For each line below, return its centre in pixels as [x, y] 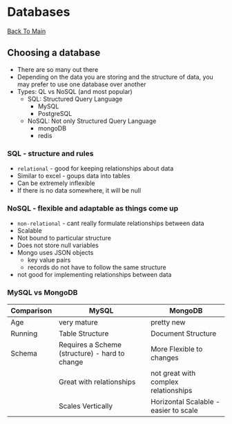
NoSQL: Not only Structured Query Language [92, 121]
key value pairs [49, 260]
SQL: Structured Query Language [75, 99]
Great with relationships [97, 382]
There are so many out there [58, 69]
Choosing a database [54, 53]
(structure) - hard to [91, 353]
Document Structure [184, 334]
